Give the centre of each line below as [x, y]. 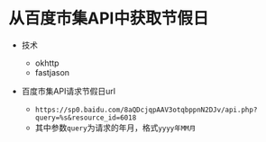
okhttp [47, 63]
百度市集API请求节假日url [69, 91]
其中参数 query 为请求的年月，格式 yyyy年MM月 [115, 128]
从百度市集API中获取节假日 [109, 18]
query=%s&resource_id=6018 [86, 118]
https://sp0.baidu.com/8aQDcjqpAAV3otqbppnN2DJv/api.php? [146, 110]
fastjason [52, 72]
